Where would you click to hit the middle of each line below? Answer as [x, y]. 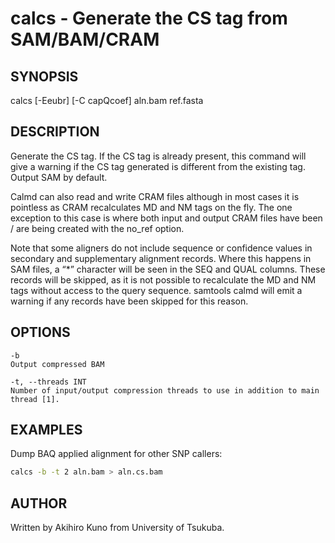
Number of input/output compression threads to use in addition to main [165, 390]
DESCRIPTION [55, 132]
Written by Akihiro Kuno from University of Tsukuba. [117, 528]
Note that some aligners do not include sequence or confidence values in [161, 248]
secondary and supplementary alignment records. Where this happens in [161, 258]
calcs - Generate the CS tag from [149, 18]
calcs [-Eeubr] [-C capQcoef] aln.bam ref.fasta [107, 100]
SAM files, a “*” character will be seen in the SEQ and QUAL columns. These [168, 269]
